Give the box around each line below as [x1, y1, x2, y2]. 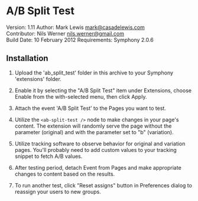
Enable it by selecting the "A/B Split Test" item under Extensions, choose [14, 87, 192, 94]
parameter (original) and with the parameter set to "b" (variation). [14, 128, 174, 135]
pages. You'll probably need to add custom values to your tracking [14, 146, 177, 153]
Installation [6, 53, 48, 63]
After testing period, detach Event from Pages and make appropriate [14, 164, 181, 171]
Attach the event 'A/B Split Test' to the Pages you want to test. [14, 105, 167, 112]
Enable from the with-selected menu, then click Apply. [14, 93, 147, 100]
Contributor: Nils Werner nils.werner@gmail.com [6, 30, 124, 37]
